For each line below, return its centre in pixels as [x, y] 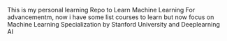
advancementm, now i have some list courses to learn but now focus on [111, 17]
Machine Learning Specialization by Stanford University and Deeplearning [113, 24]
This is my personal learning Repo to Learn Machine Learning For [101, 10]
